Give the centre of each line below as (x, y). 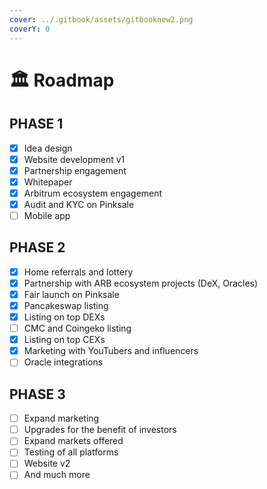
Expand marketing (61, 418)
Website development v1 (74, 159)
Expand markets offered (73, 441)
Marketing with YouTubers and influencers (111, 351)
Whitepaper (48, 182)
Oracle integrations (63, 362)
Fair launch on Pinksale (71, 294)
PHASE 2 (37, 247)
